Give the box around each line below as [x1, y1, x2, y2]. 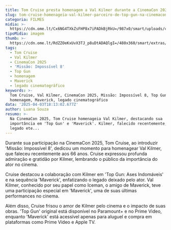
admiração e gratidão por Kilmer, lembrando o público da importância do [5, 156, 158, 162]
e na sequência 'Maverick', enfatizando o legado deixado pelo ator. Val [5, 177, 154, 183]
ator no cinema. [5, 161, 38, 167]
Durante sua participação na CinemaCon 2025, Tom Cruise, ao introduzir [5, 139, 158, 146]
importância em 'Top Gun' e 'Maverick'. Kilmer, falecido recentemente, [10, 121, 167, 126]
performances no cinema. [5, 193, 60, 199]
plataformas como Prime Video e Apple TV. [5, 219, 96, 225]
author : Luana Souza [5, 107, 49, 112]
